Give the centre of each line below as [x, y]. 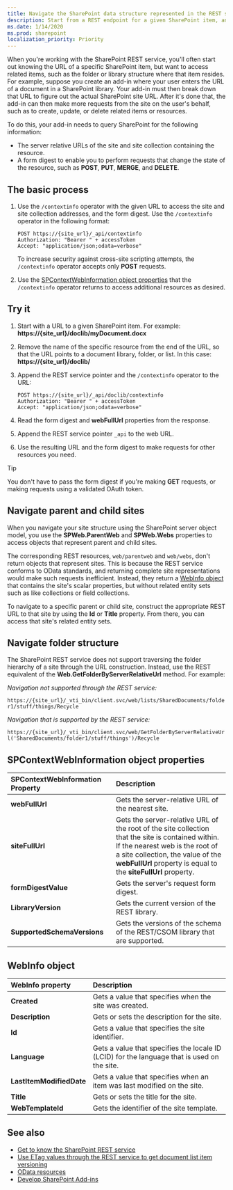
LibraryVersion [36, 907]
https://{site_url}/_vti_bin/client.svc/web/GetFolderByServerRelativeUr [116, 732]
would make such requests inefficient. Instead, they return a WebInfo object [115, 578]
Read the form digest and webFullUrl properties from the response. [114, 420]
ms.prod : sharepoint [37, 33]
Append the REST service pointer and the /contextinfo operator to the [118, 375]
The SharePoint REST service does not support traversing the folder [104, 660]
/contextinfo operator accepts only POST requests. [92, 266]
